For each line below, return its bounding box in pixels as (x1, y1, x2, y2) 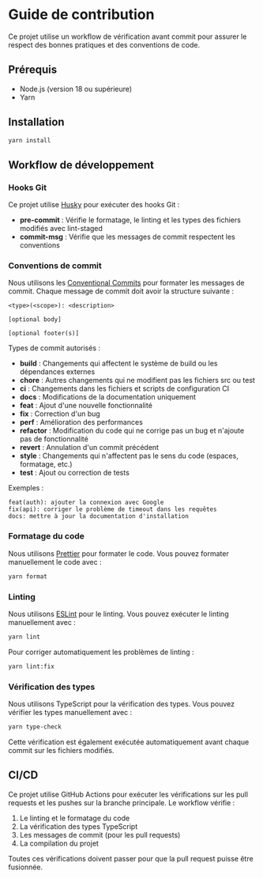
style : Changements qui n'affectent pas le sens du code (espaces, (19, 451, 239, 460)
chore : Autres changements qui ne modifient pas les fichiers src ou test (19, 376, 255, 385)
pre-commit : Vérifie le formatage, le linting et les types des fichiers (19, 215, 241, 225)
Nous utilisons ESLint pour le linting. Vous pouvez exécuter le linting (8, 609, 229, 619)
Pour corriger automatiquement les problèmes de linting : (8, 647, 194, 657)
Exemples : (8, 483, 44, 493)
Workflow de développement (8, 158, 154, 172)
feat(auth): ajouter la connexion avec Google (8, 498, 164, 507)
